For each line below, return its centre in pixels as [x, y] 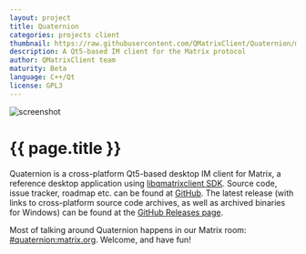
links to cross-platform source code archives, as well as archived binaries [148, 202]
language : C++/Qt [42, 77]
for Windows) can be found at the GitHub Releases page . [117, 212]
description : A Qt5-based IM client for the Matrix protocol [128, 52]
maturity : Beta [38, 69]
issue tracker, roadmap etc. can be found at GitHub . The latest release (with [152, 193]
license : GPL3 [36, 86]
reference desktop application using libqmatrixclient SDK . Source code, [143, 183]
